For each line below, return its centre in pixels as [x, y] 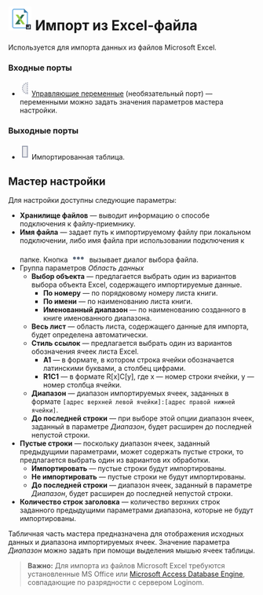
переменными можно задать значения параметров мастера [121, 102]
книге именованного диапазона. [97, 318]
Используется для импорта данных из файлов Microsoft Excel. [113, 47]
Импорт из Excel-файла [116, 26]
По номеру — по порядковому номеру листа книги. [130, 293]
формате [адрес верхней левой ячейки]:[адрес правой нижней [133, 402]
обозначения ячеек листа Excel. [85, 351]
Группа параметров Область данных [82, 268]
